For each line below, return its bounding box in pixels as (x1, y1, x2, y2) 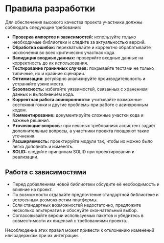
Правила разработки (5, 3, 95, 14)
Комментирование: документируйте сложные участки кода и (12, 112, 143, 118)
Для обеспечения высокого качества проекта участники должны (5, 19, 143, 25)
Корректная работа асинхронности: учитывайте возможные (12, 96, 142, 102)
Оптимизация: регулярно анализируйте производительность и (12, 76, 146, 81)
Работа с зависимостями (5, 168, 87, 177)
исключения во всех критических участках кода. (12, 50, 116, 55)
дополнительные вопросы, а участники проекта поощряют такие (12, 128, 149, 134)
